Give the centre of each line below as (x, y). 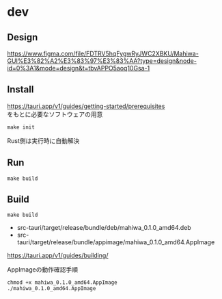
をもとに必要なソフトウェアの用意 (55, 114)
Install (20, 90)
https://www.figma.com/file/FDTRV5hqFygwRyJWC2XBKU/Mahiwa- (103, 53)
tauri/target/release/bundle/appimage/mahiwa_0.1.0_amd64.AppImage (116, 242)
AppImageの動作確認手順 (43, 270)
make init (21, 127)
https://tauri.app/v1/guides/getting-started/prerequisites (86, 106)
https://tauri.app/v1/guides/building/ (58, 256)
